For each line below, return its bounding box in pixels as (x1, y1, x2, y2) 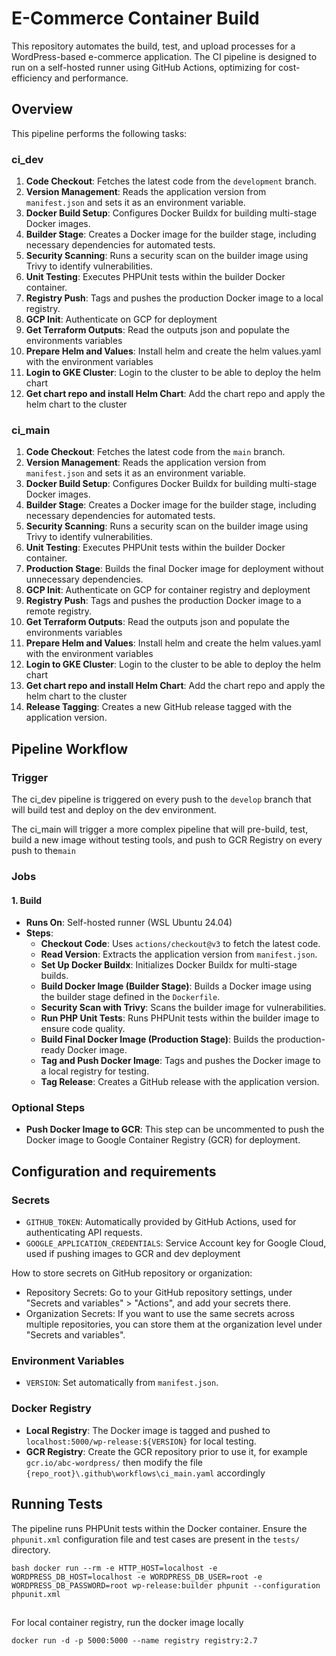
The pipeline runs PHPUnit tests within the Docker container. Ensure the (11, 1522, 308, 1534)
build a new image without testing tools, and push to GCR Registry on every (11, 834, 323, 846)
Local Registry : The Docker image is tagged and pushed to (25, 1424, 271, 1436)
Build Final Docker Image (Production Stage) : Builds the (40, 1033, 275, 1046)
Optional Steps (11, 1101, 86, 1115)
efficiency (11, 72, 53, 84)
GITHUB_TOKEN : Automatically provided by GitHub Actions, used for (25, 1216, 297, 1228)
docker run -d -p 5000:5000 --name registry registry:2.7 (11, 1635, 258, 1646)
